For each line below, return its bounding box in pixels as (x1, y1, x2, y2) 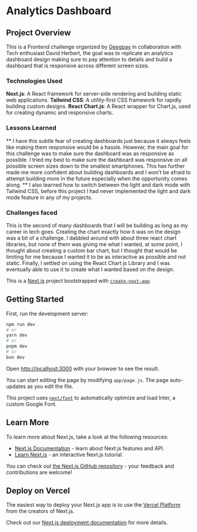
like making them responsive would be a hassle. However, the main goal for (6, 143, 189, 151)
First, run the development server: (6, 310, 89, 317)
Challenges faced (6, 208, 58, 217)
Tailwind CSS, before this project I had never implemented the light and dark (6, 187, 191, 194)
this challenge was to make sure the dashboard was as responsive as (6, 149, 175, 157)
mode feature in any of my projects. (6, 194, 93, 201)
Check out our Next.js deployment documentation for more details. (6, 519, 168, 526)
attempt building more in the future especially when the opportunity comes (6, 175, 188, 182)
